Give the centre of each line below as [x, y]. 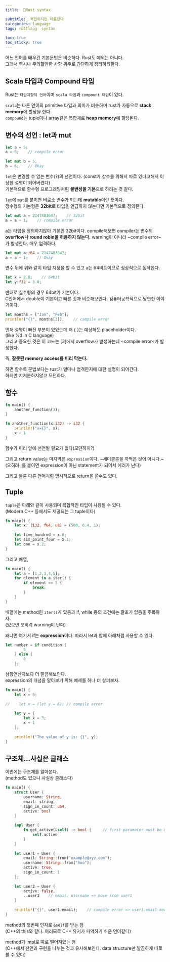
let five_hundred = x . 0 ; [40, 535]
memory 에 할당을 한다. [29, 111]
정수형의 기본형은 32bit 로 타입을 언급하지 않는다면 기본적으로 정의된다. [75, 206]
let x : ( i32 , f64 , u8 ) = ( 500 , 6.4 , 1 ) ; [57, 525]
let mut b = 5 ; [21, 162]
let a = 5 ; [17, 147]
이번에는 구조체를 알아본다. [32, 772]
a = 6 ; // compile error [35, 152]
